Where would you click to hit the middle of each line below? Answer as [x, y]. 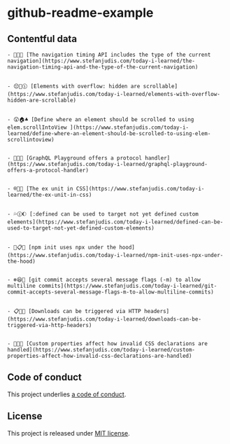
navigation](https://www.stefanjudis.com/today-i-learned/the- [101, 61]
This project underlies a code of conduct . [67, 394]
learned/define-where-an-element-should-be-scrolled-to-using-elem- [109, 134]
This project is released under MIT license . [69, 433]
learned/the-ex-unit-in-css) [50, 195]
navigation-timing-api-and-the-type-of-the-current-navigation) [103, 67]
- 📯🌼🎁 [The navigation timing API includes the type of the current [109, 55]
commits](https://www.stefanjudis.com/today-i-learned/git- [128, 286]
